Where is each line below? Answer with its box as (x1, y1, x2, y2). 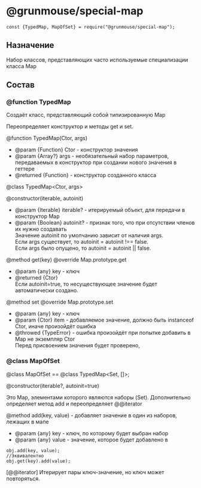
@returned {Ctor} (14, 274, 59, 281)
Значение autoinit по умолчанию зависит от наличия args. (14, 232, 163, 239)
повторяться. (6, 475, 40, 482)
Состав (6, 80, 35, 90)
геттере (14, 165, 35, 172)
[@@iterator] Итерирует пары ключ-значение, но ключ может (6, 468, 165, 475)
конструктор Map (14, 213, 60, 220)
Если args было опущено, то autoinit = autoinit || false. (14, 244, 151, 252)
